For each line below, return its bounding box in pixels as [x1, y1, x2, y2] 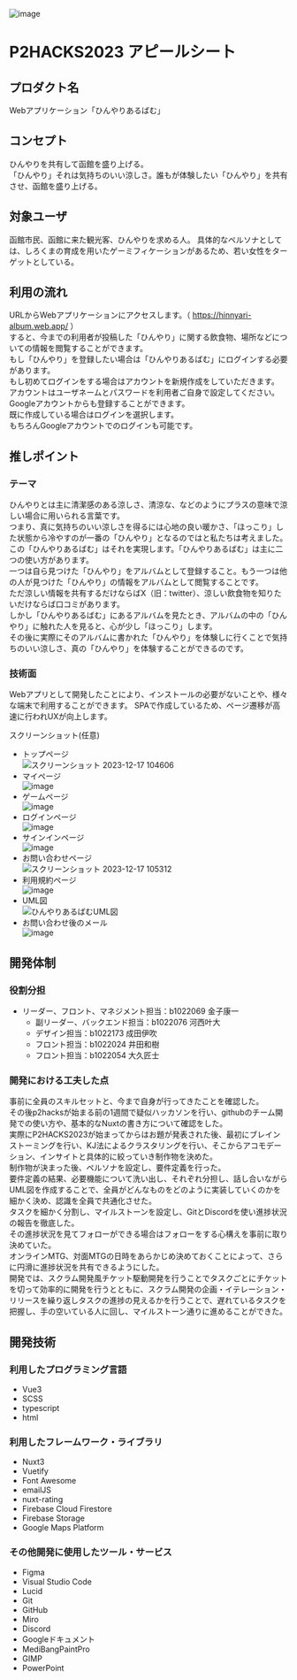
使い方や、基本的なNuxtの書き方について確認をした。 [32, 1118, 228, 1129]
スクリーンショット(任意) [9, 730, 100, 740]
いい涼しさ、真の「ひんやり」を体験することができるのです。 [24, 643, 249, 654]
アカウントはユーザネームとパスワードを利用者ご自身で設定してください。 [9, 387, 280, 398]
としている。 [32, 257, 80, 267]
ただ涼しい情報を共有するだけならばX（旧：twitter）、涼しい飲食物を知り [9, 588, 274, 599]
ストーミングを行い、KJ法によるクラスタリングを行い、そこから [9, 1140, 243, 1151]
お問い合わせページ [21, 853, 93, 863]
